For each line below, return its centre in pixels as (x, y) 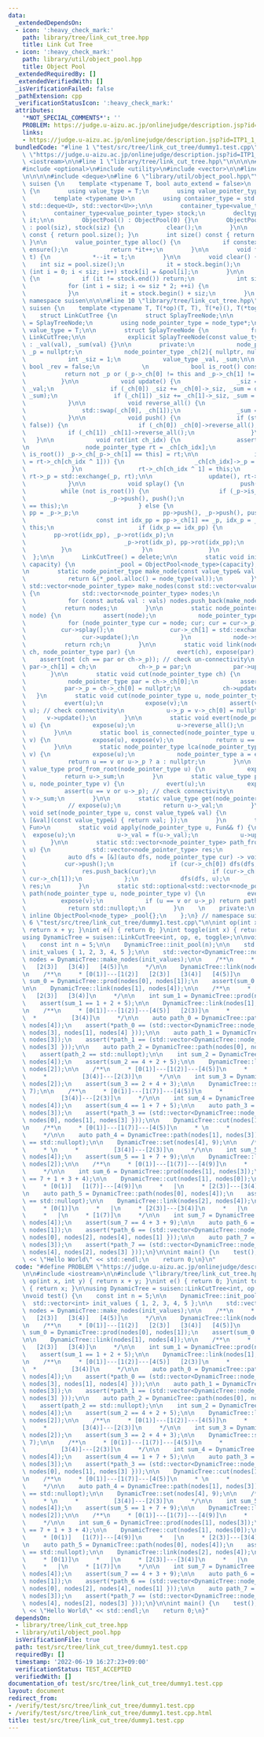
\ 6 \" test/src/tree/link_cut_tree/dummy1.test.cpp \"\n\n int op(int (137, 923)
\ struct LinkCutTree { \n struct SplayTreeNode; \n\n (128, 316)
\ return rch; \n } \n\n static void (123, 645)
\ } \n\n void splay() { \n (103, 484)
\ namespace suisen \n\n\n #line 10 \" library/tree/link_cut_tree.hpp (137, 301)
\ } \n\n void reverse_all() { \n (114, 403)
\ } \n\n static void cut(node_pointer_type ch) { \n (132, 674)
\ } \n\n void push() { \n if (133, 418)
